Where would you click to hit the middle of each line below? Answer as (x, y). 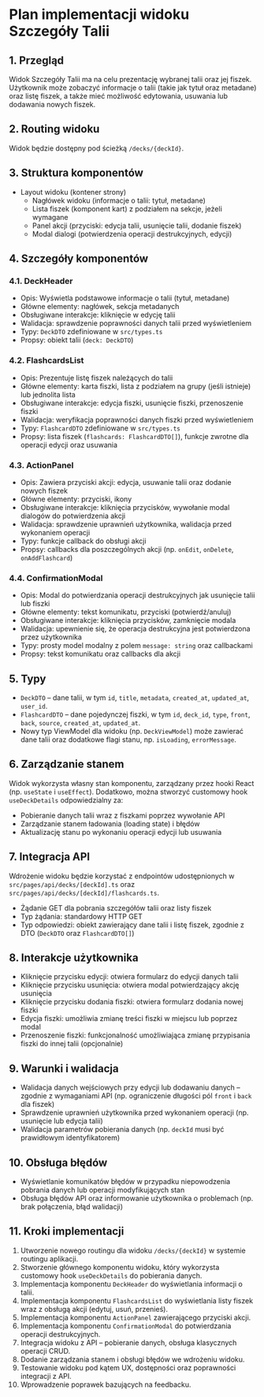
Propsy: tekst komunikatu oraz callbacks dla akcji (100, 654)
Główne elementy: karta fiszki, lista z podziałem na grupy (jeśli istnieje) (136, 386)
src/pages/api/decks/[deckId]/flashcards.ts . (84, 892)
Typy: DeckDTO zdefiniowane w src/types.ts (91, 332)
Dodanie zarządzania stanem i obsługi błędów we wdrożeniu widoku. (132, 1359)
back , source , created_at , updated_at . (80, 723)
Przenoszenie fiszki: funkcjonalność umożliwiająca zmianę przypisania (135, 1035)
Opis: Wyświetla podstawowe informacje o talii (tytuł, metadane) (125, 298)
